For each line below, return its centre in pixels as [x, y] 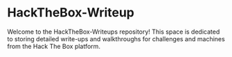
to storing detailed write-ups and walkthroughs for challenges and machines [116, 38]
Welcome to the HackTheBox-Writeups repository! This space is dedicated [114, 32]
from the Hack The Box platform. [54, 46]
